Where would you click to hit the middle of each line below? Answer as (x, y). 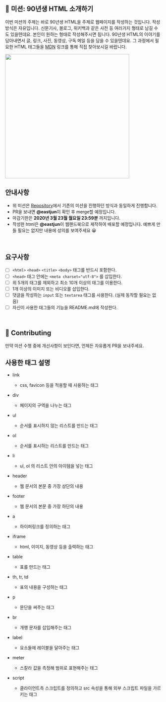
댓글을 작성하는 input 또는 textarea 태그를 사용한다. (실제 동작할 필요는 (82, 295)
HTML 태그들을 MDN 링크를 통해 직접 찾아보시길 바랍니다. (71, 47)
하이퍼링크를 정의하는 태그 (45, 526)
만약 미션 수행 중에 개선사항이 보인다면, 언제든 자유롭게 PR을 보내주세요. (75, 346)
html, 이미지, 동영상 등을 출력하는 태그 (56, 547)
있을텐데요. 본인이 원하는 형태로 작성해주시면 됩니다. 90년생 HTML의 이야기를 (85, 34)
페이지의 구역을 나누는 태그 (46, 405)
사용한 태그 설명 (28, 363)
